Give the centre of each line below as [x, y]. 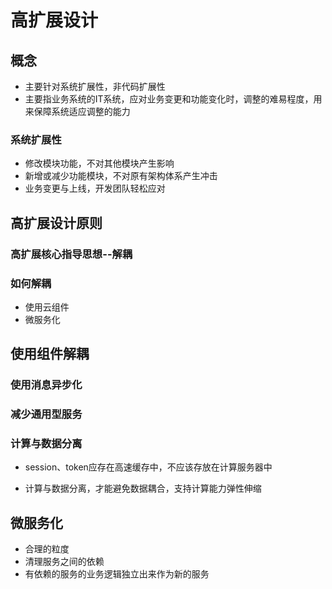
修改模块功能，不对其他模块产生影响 [99, 163]
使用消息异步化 [46, 385]
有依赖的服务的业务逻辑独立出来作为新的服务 [117, 574]
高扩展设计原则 [56, 222]
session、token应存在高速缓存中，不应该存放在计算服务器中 [148, 467]
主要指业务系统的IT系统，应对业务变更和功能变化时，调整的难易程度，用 [173, 99]
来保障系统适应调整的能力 [77, 111]
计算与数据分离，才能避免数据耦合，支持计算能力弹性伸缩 [143, 488]
